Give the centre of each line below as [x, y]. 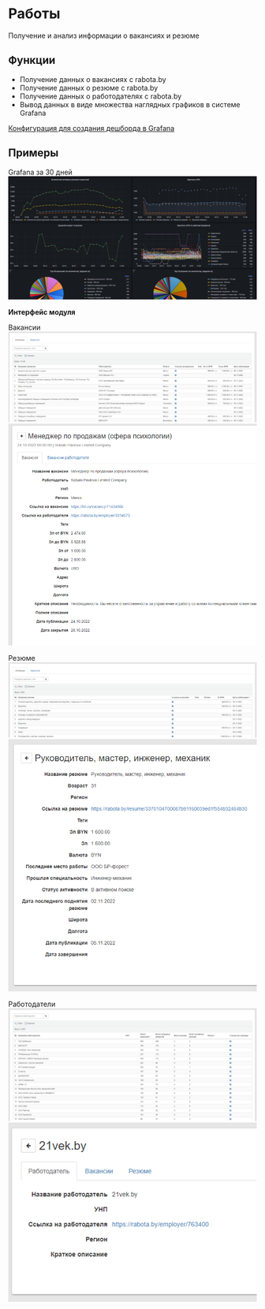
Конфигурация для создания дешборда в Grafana [91, 128]
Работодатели [32, 1004]
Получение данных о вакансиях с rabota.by [93, 79]
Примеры [34, 153]
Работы [34, 14]
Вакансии [24, 327]
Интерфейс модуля [42, 311]
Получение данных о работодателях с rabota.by [101, 96]
